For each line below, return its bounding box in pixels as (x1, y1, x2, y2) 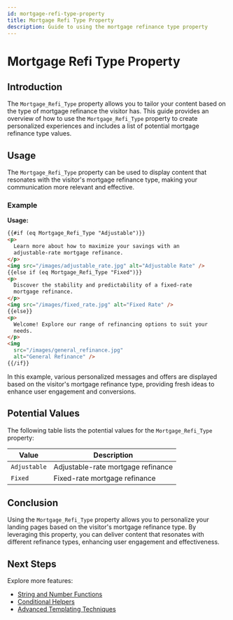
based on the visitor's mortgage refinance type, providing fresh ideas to (7, 380, 215, 388)
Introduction (7, 81, 63, 93)
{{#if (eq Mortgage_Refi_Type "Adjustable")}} (7, 230, 146, 237)
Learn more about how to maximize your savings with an (13, 243, 180, 250)
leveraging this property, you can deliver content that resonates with (7, 531, 204, 539)
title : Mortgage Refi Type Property (7, 17, 114, 24)
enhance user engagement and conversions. (7, 387, 136, 396)
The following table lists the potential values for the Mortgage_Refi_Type (7, 426, 213, 434)
